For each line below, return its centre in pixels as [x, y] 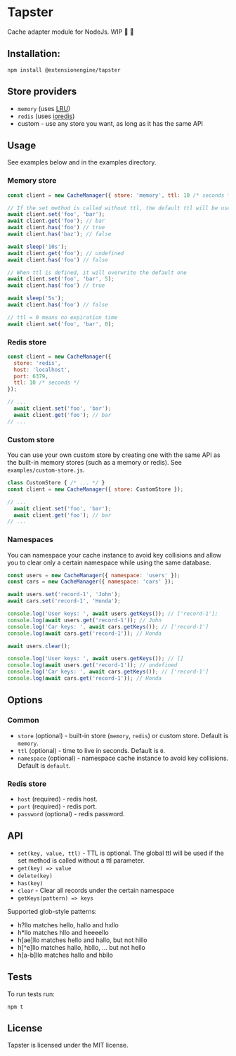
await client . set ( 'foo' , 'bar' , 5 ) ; [61, 279]
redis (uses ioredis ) [46, 116]
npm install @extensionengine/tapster [64, 70]
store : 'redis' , [37, 363]
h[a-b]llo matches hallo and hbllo [65, 955]
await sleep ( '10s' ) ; [38, 247]
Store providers [42, 92]
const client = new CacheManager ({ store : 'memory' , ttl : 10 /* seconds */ [120, 195]
